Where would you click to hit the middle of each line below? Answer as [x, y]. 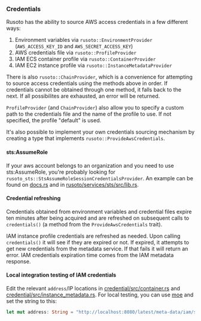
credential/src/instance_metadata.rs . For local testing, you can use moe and [100, 295]
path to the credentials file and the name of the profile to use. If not [89, 114]
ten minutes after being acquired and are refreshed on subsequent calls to [98, 218]
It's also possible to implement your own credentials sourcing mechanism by [100, 132]
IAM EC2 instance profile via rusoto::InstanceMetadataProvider [93, 65]
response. [19, 261]
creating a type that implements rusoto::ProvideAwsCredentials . [86, 138]
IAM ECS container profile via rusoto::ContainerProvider [85, 59]
